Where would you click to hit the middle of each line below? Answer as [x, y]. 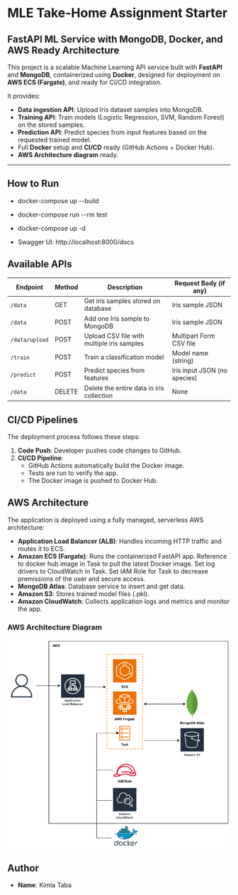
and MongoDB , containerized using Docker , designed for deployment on [114, 75]
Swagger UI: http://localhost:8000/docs [76, 241]
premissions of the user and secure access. [81, 578]
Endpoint [30, 287]
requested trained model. [55, 140]
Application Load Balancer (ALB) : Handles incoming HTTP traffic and [119, 541]
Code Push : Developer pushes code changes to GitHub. [100, 450]
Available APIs [40, 264]
